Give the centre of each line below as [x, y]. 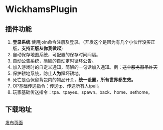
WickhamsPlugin [41, 9]
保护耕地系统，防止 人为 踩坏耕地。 [48, 73]
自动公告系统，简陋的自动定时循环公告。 [54, 61]
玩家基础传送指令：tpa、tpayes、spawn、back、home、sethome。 [83, 92]
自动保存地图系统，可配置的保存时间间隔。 [56, 54]
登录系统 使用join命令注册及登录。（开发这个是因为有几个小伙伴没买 [82, 42]
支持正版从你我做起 [41, 48]
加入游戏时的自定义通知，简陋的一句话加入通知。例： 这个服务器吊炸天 [85, 67]
